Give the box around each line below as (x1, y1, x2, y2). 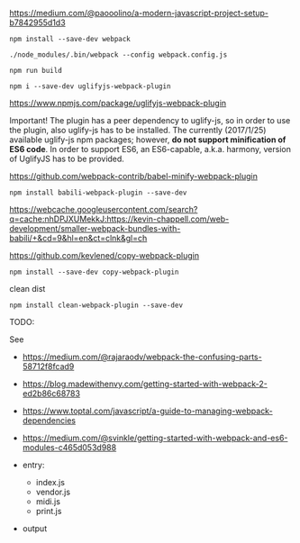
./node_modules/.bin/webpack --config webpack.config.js (9, 50, 228, 59)
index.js (35, 477, 66, 487)
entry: (22, 459, 45, 470)
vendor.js (35, 486, 70, 497)
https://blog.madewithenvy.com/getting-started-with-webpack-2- (22, 378, 268, 389)
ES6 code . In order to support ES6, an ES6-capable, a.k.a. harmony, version (9, 144, 291, 154)
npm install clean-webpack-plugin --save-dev (9, 301, 183, 310)
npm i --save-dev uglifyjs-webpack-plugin (9, 82, 171, 91)
